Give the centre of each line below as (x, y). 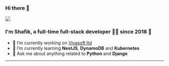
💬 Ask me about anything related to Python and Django (70, 53)
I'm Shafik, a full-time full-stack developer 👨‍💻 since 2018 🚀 (78, 32)
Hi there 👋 (18, 8)
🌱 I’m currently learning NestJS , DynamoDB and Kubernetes (76, 48)
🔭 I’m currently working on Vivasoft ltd (52, 43)
